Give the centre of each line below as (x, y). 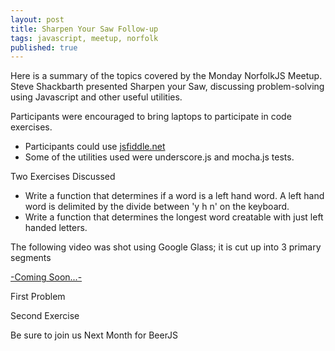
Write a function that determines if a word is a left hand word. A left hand (174, 196)
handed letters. (56, 228)
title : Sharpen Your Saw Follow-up (84, 29)
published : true (44, 47)
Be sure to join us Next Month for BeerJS (94, 335)
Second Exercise (45, 316)
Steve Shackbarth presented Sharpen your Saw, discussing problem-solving (167, 87)
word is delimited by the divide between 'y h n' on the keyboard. (157, 207)
